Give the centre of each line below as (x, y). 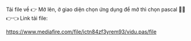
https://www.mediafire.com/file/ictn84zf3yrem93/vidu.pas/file (81, 32)
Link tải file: (34, 18)
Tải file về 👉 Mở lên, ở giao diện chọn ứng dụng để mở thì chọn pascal (92, 9)
